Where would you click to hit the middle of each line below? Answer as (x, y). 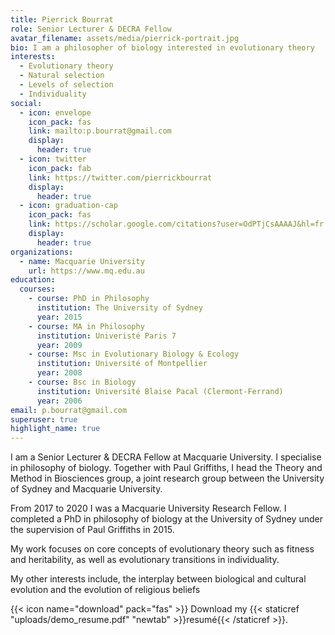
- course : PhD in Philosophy (89, 299)
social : (26, 103)
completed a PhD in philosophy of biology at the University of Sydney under (166, 519)
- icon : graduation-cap (68, 206)
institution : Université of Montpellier (122, 364)
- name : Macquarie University (82, 261)
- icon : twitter (53, 159)
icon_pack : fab (60, 168)
